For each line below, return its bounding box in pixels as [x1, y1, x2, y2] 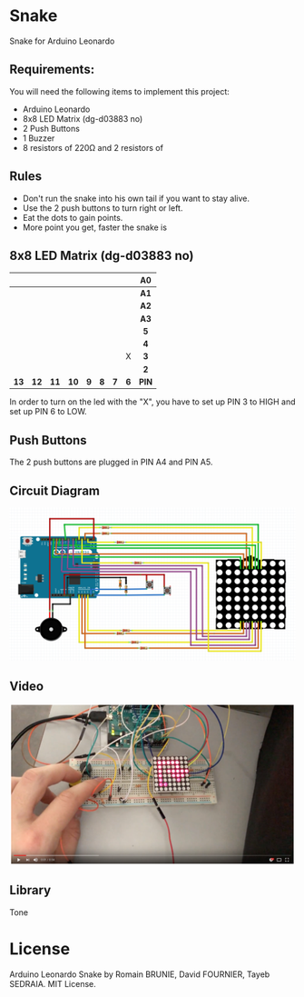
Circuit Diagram [9, 483, 100, 498]
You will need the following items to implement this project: [9, 85, 230, 96]
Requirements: [9, 62, 95, 77]
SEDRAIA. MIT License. [9, 978, 97, 989]
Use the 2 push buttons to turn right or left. [22, 202, 183, 214]
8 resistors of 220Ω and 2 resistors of [22, 142, 163, 153]
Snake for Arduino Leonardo [9, 35, 115, 46]
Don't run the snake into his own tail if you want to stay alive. [22, 193, 250, 204]
